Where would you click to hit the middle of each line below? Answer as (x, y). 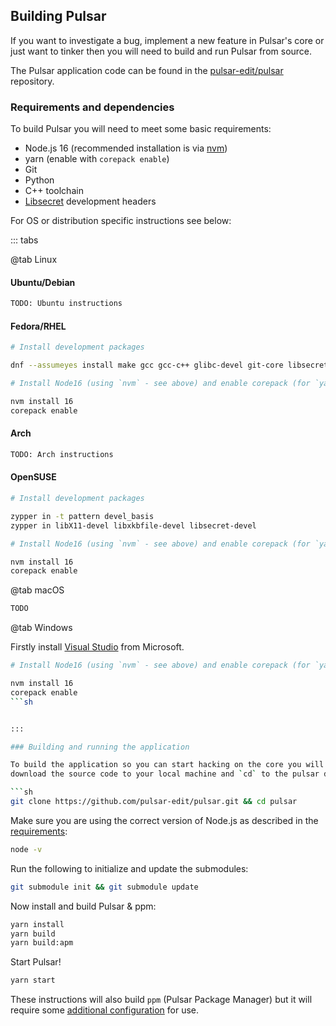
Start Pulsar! (36, 962)
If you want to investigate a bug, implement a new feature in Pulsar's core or (167, 40)
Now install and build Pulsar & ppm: (83, 906)
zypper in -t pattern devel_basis (82, 516)
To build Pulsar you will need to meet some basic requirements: (141, 129)
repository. (32, 81)
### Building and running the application (100, 747)
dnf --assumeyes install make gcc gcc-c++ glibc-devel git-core (147, 365)
